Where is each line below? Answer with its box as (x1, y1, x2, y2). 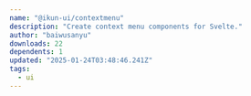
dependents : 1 (9, 48, 64, 57)
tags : (9, 65, 30, 74)
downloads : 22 (9, 38, 64, 48)
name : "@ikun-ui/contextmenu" (9, 13, 125, 23)
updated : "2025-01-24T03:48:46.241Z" (9, 56, 153, 65)
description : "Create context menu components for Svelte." (9, 22, 244, 31)
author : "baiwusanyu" (9, 30, 92, 39)
